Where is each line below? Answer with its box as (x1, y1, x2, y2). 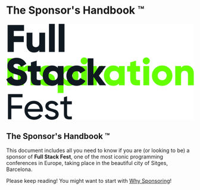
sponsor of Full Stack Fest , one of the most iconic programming (6, 153, 164, 160)
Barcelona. (6, 166, 33, 173)
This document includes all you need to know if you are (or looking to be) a (6, 147, 190, 154)
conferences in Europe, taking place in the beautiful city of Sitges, (6, 160, 168, 167)
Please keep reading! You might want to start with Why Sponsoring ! (6, 178, 172, 185)
